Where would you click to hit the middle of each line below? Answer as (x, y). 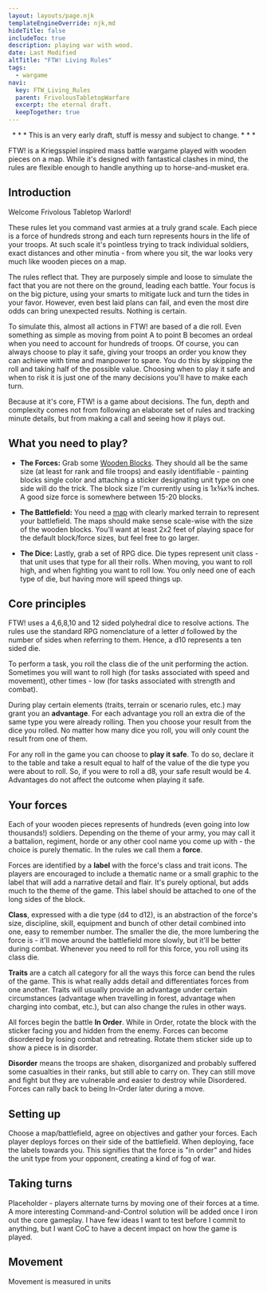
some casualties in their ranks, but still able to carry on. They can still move (132, 1072)
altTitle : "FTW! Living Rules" (60, 61)
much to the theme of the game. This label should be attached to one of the (132, 891)
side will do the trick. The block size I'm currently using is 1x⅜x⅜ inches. (139, 488)
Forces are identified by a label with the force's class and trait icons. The (128, 865)
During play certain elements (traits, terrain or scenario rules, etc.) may (125, 705)
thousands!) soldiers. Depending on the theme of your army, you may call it (132, 833)
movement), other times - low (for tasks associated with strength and (122, 681)
